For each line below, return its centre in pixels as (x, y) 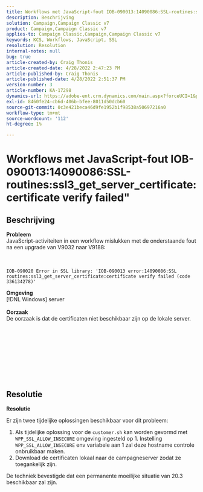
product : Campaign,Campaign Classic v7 (56, 29)
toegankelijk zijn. (36, 464)
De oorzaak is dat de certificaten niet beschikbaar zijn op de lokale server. (99, 319)
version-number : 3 (29, 85)
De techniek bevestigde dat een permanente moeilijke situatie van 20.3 (95, 476)
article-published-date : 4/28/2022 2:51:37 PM (66, 79)
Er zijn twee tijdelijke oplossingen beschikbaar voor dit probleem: (87, 420)
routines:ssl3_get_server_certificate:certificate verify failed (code (98, 276)
